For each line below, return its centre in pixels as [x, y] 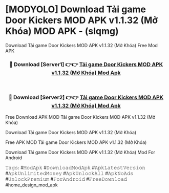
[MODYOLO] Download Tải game [76, 9]
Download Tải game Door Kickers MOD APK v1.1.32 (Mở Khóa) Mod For [80, 152]
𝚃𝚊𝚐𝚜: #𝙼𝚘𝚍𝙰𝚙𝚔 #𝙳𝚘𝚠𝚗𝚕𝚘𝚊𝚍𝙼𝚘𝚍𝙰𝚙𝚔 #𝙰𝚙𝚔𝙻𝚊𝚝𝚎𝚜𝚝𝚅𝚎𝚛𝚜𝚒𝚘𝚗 [76, 167]
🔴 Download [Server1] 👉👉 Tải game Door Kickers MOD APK [86, 64]
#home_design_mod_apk [31, 185]
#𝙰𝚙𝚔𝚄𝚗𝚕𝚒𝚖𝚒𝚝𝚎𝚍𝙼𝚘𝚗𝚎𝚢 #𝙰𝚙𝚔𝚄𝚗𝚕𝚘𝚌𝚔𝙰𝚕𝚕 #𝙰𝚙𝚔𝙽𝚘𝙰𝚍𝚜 [69, 173]
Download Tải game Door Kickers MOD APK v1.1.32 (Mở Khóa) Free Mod [81, 45]
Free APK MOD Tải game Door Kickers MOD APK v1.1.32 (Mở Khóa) [76, 142]
